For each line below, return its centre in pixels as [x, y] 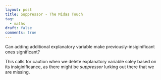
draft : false [19, 28]
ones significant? [23, 52]
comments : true [21, 33]
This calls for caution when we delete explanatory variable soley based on [81, 61]
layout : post [19, 10]
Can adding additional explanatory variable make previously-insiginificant [80, 47]
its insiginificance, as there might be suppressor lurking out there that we [80, 67]
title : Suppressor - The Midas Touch [44, 14]
